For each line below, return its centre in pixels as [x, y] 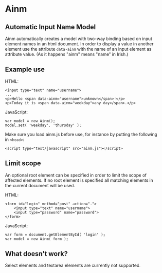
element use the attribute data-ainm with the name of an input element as [78, 49]
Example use [25, 69]
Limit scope [23, 164]
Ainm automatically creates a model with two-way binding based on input [79, 39]
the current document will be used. [40, 185]
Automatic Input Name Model [50, 27]
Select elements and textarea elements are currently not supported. [73, 265]
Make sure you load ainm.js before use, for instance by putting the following [81, 134]
